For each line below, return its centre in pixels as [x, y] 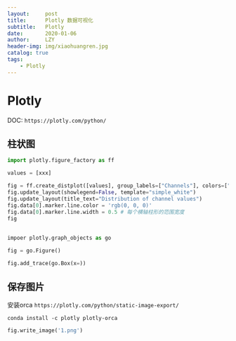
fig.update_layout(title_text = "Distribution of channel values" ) [105, 199]
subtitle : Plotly [36, 27]
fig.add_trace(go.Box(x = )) [47, 263]
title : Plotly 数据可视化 [50, 20]
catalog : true [28, 53]
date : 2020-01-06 [42, 33]
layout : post [33, 14]
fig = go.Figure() [34, 250]
